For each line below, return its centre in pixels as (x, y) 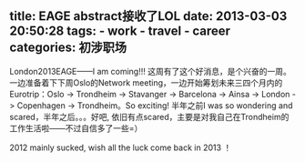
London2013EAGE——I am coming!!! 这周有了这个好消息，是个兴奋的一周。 (150, 71)
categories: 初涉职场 (68, 48)
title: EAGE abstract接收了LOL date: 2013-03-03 (148, 16)
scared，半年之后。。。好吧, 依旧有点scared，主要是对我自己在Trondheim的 (149, 116)
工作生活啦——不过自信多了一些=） (76, 128)
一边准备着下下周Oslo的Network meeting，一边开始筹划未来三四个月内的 (146, 82)
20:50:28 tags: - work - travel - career (120, 31)
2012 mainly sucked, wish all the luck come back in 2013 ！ (121, 147)
